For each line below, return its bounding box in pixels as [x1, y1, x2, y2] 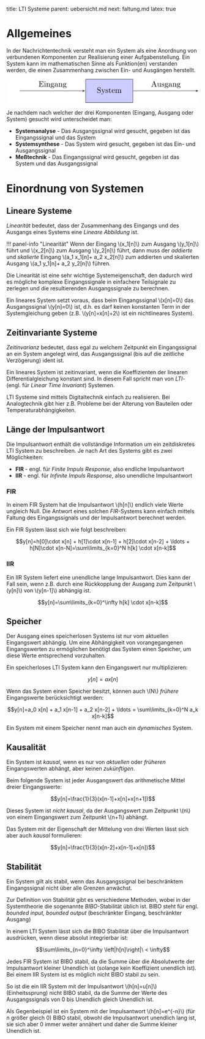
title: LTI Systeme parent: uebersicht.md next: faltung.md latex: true [6, 6, 176, 12]
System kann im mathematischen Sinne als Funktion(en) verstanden [6, 59, 177, 67]
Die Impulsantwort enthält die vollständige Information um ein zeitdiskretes [6, 440, 195, 448]
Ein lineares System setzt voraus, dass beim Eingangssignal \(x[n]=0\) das [6, 297, 194, 304]
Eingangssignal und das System [15, 134, 96, 142]
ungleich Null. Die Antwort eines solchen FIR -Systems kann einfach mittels [6, 508, 195, 515]
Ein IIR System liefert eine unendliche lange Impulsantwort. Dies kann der [6, 573, 191, 581]
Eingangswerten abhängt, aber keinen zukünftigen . [6, 765, 135, 773]
